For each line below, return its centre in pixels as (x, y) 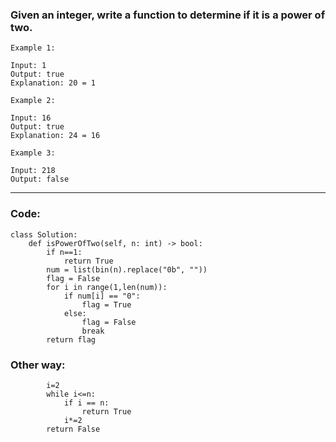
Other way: (38, 365)
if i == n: (86, 403)
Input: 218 (33, 171)
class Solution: (44, 234)
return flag (71, 339)
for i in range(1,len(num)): (107, 287)
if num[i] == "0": (102, 296)
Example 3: (33, 153)
